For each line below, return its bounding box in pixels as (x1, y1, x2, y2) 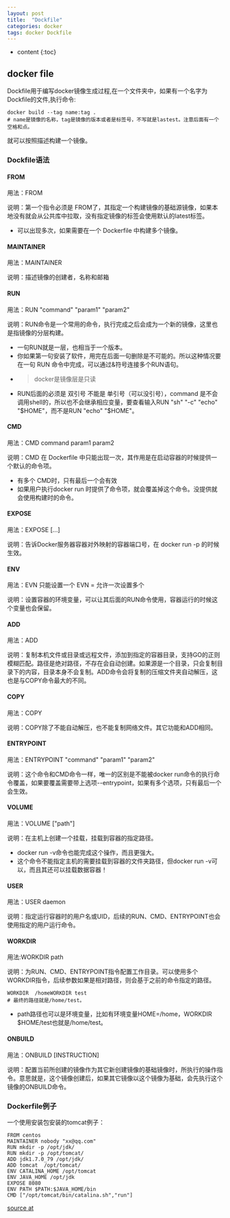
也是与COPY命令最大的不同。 (7, 676, 90, 685)
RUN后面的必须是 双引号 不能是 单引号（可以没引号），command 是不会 (16, 389, 218, 397)
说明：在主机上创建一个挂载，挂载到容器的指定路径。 (7, 834, 157, 843)
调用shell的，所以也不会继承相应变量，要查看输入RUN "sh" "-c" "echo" (16, 398, 218, 406)
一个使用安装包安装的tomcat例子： (7, 1118, 105, 1126)
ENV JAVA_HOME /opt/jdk (7, 1173, 75, 1180)
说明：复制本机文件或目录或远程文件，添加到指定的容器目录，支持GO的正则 (7, 651, 220, 659)
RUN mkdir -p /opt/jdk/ (7, 1143, 75, 1151)
